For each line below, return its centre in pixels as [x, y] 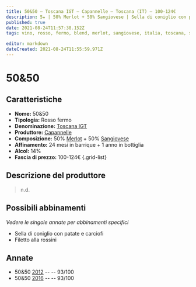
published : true [26, 22]
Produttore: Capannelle [43, 132]
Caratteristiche [34, 100]
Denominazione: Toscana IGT [51, 126]
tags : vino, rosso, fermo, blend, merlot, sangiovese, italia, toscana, [96, 33]
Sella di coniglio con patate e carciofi [59, 233]
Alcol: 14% [28, 151]
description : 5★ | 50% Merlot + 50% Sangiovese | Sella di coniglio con [96, 17]
